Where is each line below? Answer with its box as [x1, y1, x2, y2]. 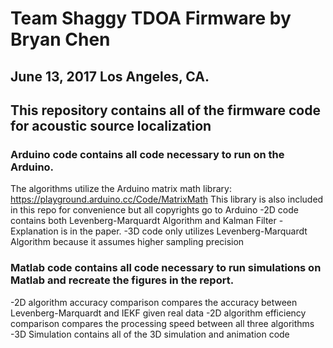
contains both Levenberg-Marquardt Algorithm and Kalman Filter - [10, 215, 284, 227]
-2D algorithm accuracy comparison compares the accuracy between [10, 296, 298, 308]
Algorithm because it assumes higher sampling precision [10, 236, 245, 248]
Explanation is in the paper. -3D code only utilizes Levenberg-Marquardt [10, 225, 308, 237]
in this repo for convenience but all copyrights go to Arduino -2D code [10, 204, 299, 216]
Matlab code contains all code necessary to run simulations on [10, 261, 322, 275]
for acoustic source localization [10, 117, 212, 134]
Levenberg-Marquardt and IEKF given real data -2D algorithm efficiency [10, 307, 307, 319]
